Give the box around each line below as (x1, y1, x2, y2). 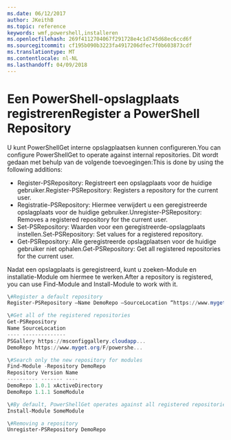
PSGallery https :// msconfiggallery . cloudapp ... (7, 337, 146, 345)
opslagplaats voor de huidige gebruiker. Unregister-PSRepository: (16, 208, 202, 216)
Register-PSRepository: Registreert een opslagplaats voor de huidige (16, 179, 212, 187)
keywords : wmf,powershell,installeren (7, 29, 118, 37)
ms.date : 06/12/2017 (7, 10, 67, 17)
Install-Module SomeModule (7, 408, 85, 414)
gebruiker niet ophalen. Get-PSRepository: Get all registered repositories (16, 244, 221, 252)
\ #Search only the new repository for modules (7, 357, 143, 363)
